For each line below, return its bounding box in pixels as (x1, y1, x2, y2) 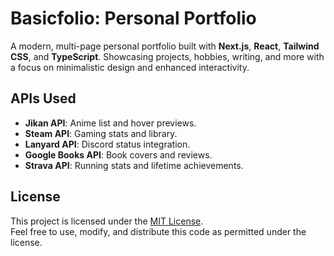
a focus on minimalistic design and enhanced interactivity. (10, 61, 250, 73)
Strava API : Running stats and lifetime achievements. (24, 159, 244, 171)
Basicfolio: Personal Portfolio (10, 7, 257, 30)
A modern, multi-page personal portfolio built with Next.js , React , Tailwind (10, 40, 320, 52)
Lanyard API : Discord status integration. (24, 138, 191, 150)
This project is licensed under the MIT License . (10, 215, 204, 227)
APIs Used (10, 90, 77, 107)
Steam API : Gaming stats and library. (24, 127, 178, 139)
